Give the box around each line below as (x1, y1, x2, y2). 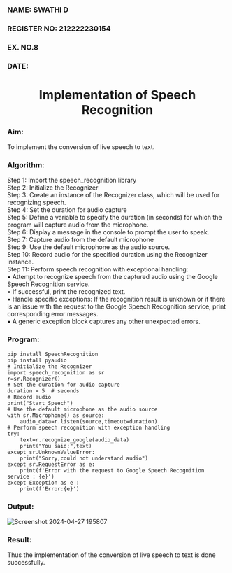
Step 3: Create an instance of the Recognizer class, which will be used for (7, 191, 220, 199)
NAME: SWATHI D (7, 5, 68, 15)
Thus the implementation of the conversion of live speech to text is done (7, 551, 216, 559)
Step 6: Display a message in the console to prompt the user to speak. (7, 228, 210, 236)
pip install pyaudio (7, 357, 68, 364)
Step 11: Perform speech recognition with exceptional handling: (7, 265, 189, 274)
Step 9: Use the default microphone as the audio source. (7, 243, 171, 251)
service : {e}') (7, 473, 55, 480)
